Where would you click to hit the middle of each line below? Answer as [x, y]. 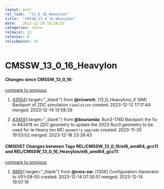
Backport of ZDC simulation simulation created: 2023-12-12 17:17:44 [81, 105]
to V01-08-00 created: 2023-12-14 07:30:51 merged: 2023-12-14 [77, 177]
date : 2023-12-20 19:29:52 [35, 23]
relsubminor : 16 [22, 42]
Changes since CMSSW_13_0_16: [39, 79]
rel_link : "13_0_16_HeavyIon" [37, 14]
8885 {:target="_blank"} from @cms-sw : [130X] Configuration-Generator [86, 172]
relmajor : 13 [18, 32]
